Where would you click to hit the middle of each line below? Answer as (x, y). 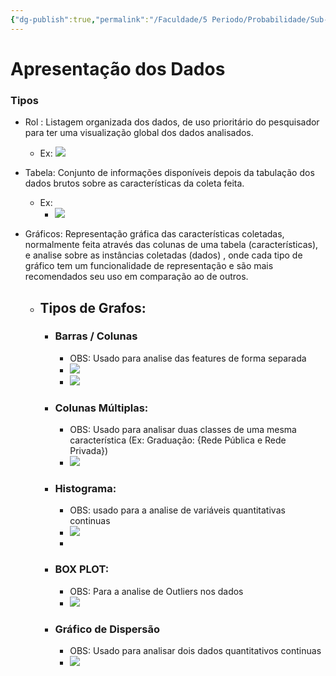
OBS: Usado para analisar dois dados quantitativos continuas (195, 650)
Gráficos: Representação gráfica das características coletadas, (154, 234)
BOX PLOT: (82, 569)
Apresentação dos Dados (118, 68)
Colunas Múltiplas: (101, 408)
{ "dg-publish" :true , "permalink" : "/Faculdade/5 (109, 19)
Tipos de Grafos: (93, 307)
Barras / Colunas (96, 336)
